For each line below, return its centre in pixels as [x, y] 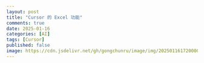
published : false [28, 46]
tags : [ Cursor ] [25, 40]
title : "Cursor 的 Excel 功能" [45, 17]
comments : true [25, 23]
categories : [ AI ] [28, 34]
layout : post [23, 12]
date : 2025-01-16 [28, 28]
